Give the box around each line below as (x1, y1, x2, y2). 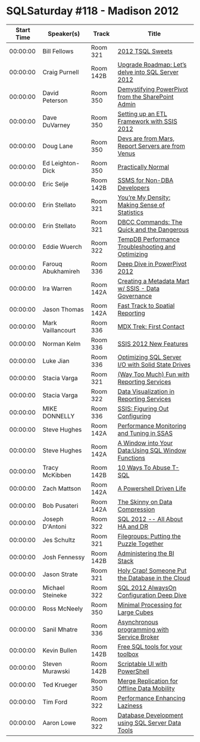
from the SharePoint (117, 93, 174, 101)
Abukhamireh (42, 267, 80, 275)
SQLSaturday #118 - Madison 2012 (6, 4, 179, 18)
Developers (117, 183, 150, 192)
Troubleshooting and (117, 242, 176, 251)
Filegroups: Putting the (117, 532, 182, 540)
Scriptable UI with (117, 660, 168, 668)
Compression (117, 505, 155, 513)
